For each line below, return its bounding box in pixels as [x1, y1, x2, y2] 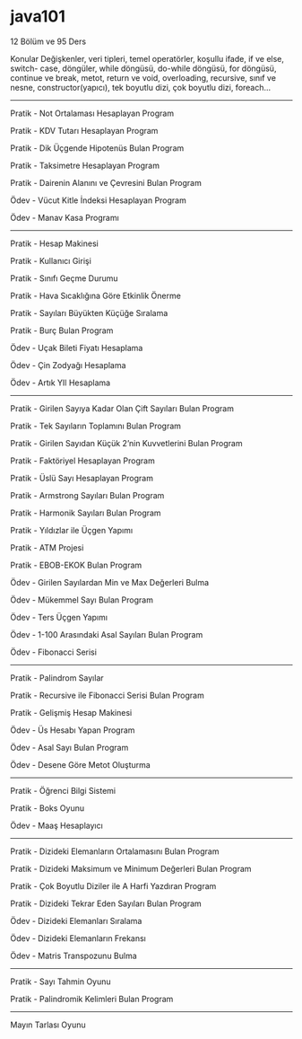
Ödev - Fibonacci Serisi [10, 647, 98, 657]
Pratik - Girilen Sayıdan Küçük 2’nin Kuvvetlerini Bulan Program [10, 437, 243, 448]
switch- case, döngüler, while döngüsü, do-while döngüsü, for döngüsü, [10, 63, 277, 74]
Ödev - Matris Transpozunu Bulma [10, 950, 137, 961]
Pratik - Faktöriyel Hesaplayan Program [10, 455, 155, 466]
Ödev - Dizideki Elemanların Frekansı [10, 932, 146, 944]
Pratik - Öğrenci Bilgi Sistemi [10, 785, 116, 796]
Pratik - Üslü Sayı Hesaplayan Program [10, 472, 153, 483]
